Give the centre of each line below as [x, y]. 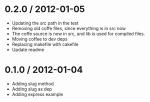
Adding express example [37, 94]
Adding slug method [33, 83]
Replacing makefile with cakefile [45, 44]
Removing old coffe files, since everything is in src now [69, 28]
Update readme [28, 49]
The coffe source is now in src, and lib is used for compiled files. [78, 33]
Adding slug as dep [32, 89]
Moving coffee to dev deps [40, 39]
